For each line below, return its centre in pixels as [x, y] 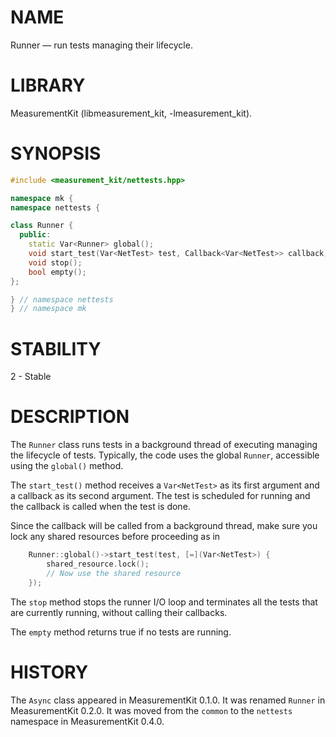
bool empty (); [57, 272]
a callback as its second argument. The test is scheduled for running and [160, 496]
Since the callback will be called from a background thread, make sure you [164, 526]
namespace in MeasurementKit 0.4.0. [87, 721]
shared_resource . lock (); [98, 564]
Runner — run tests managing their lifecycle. [101, 45]
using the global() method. [67, 466]
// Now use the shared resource [114, 573]
